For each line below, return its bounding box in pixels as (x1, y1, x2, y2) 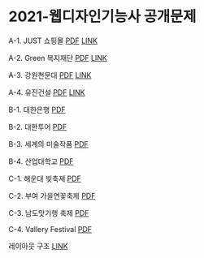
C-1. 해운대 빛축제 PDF (8, 174, 81, 183)
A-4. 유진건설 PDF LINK (8, 87, 85, 97)
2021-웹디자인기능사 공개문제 (8, 7, 197, 26)
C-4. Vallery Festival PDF (8, 224, 92, 234)
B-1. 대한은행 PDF (8, 105, 67, 114)
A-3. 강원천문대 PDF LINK (8, 70, 92, 80)
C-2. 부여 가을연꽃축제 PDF (8, 191, 96, 200)
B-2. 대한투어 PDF (8, 122, 67, 131)
